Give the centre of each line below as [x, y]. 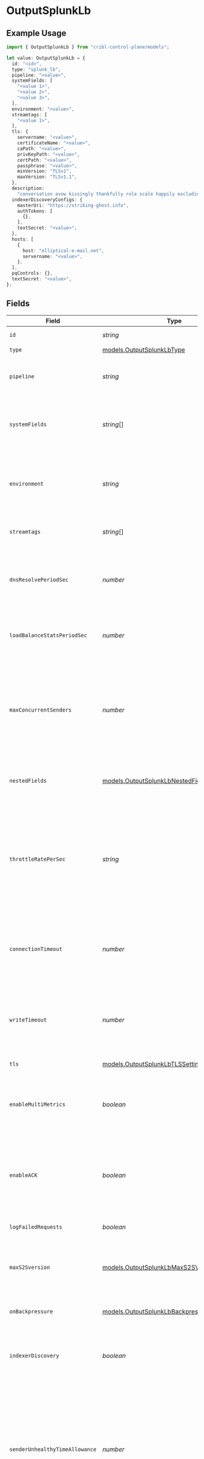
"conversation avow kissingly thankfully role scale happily [96, 194]
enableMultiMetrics [37, 1104]
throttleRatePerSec [37, 859]
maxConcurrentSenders [40, 710]
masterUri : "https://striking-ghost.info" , [73, 205]
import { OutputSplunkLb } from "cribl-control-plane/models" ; [88, 47]
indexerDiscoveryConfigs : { [47, 200]
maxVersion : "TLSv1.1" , [47, 177]
